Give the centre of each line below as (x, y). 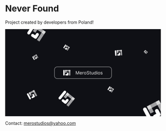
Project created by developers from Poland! (49, 22)
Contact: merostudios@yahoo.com (41, 123)
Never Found (32, 9)
